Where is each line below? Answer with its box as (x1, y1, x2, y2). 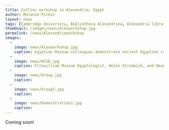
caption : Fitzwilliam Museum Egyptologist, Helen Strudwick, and (14, 63, 154, 68)
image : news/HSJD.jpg (14, 59, 59, 64)
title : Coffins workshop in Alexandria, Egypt (5, 7, 105, 13)
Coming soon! (5, 119, 34, 125)
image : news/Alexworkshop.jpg (14, 45, 78, 50)
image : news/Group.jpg (14, 73, 62, 78)
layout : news (5, 17, 33, 22)
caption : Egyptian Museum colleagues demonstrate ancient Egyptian (14, 49, 158, 54)
